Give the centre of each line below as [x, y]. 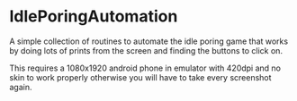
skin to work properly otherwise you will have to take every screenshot [140, 77]
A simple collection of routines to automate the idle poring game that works [149, 41]
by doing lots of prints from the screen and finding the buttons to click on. [146, 50]
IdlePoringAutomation [94, 17]
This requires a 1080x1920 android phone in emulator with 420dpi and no [145, 68]
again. [21, 87]
